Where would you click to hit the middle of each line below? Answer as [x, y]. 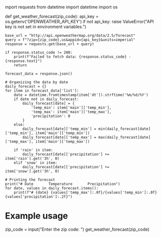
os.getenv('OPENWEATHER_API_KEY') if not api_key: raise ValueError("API [80, 22]
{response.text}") [24, 61]
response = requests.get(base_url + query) [50, 44]
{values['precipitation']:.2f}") [39, 197]
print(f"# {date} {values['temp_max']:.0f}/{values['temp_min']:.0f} [86, 192]
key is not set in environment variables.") [46, 27]
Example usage [37, 216]
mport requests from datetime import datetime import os [61, 7]
